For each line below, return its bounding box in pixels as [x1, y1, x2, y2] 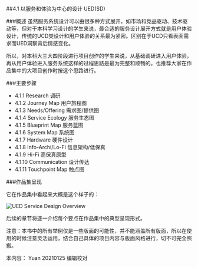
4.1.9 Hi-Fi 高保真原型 [14, 151, 67, 158]
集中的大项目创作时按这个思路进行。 [11, 67, 99, 74]
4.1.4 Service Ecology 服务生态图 [14, 114, 94, 121]
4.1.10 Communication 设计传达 [14, 159, 90, 165]
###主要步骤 [6, 80, 37, 87]
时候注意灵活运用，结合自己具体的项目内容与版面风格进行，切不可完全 [16, 235, 187, 242]
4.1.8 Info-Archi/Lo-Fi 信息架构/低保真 [14, 144, 106, 150]
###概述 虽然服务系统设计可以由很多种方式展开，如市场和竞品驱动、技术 [6, 18, 183, 25]
